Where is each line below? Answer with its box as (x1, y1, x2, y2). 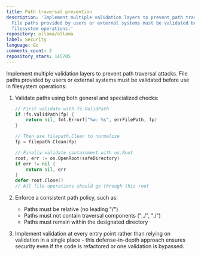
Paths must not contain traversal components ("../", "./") (23, 212, 162, 219)
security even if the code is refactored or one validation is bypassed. (14, 243, 184, 249)
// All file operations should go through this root (14, 183, 150, 189)
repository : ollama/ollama (6, 31, 74, 37)
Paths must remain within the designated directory (23, 218, 148, 225)
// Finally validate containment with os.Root (14, 149, 133, 156)
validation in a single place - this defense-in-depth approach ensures (14, 236, 186, 243)
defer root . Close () (14, 177, 64, 183)
